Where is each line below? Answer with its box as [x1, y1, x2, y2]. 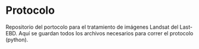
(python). [5, 36, 29, 43]
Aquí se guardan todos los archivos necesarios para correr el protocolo [18, 29, 194, 36]
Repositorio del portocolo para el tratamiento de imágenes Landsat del [5, 23, 179, 30]
